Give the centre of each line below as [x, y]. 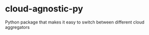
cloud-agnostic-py [44, 9]
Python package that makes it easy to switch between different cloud [75, 22]
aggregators [18, 27]
